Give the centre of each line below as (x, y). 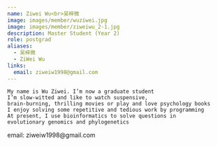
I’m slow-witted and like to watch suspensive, (78, 97)
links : (17, 66)
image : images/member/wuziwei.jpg (58, 20)
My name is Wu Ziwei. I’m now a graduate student (81, 92)
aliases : (20, 46)
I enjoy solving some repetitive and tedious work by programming (106, 110)
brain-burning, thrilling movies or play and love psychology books (109, 103)
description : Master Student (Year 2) (63, 33)
